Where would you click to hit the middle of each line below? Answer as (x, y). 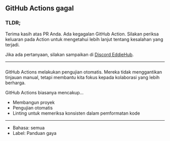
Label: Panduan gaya (34, 133)
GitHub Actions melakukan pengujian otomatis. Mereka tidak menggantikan (84, 72)
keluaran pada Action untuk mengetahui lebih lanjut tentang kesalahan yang (84, 39)
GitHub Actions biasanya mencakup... (45, 92)
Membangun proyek (33, 102)
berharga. (15, 83)
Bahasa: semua (29, 128)
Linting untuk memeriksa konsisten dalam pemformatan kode (76, 113)
